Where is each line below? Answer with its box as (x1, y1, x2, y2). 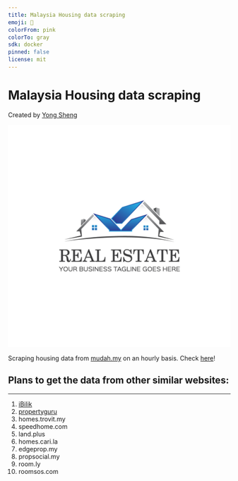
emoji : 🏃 (8, 18, 34, 26)
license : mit (8, 56, 47, 63)
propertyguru (18, 407, 57, 415)
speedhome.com (18, 422, 68, 430)
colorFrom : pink (8, 26, 56, 33)
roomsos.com (18, 467, 59, 475)
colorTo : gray (8, 34, 50, 41)
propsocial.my (18, 452, 60, 461)
